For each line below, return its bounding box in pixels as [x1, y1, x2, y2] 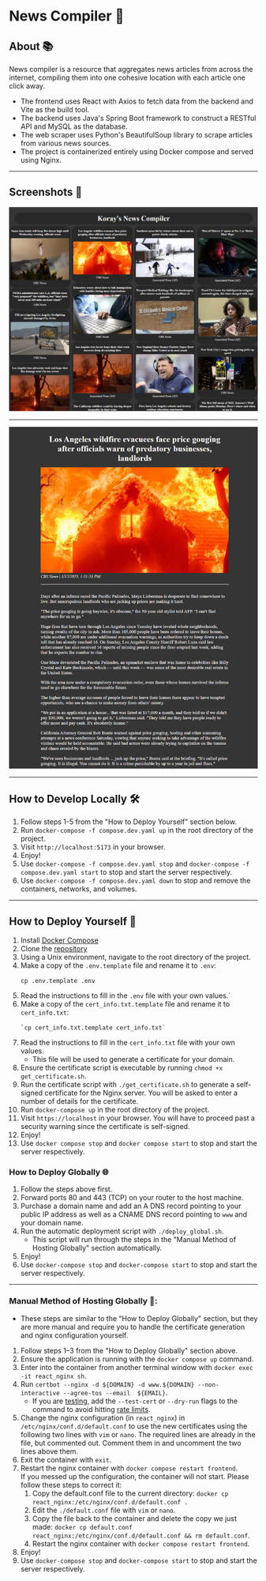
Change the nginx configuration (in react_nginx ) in [20, 1413, 185, 1422]
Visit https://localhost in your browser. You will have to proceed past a [20, 1113, 256, 1123]
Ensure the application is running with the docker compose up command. [20, 1354, 254, 1364]
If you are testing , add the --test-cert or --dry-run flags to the [32, 1396, 238, 1406]
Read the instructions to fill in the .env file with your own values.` [20, 991, 231, 1000]
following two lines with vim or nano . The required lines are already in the [20, 1429, 256, 1439]
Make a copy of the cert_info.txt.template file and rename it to [20, 999, 230, 1009]
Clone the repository [20, 944, 88, 954]
